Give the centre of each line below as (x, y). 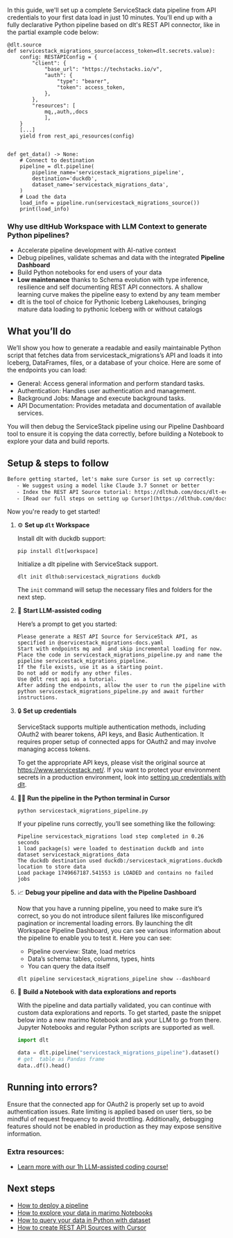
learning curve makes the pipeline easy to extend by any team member (119, 295)
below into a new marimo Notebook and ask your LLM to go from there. (119, 1020)
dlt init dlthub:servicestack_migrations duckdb (89, 577)
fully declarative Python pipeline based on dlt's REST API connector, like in (114, 25)
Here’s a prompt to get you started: (67, 624)
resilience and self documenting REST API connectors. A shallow (110, 287)
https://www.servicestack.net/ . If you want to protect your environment (119, 770)
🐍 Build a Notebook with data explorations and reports (97, 992)
